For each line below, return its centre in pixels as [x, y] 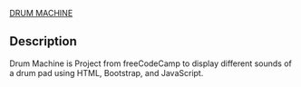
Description [43, 41]
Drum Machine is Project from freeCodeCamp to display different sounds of [151, 63]
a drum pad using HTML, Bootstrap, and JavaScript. [107, 72]
